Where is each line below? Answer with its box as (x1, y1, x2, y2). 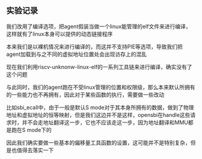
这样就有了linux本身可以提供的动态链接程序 (6, 30, 113, 37)
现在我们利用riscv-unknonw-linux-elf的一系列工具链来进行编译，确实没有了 (6, 63, 192, 70)
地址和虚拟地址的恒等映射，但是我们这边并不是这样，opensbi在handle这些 (6, 111, 191, 118)
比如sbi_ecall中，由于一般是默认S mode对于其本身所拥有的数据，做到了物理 (6, 104, 194, 111)
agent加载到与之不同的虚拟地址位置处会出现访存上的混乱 (6, 50, 147, 58)
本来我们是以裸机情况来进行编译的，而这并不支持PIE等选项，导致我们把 (6, 43, 183, 50)
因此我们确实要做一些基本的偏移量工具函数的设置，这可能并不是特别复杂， (6, 139, 191, 146)
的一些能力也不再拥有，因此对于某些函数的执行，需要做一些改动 (6, 91, 164, 98)
